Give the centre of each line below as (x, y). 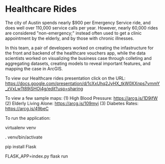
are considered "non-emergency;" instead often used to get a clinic (73, 33)
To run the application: (28, 118)
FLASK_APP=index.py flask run (37, 156)
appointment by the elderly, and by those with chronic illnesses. (69, 38)
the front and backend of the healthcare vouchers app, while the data (75, 53)
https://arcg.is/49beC (27, 109)
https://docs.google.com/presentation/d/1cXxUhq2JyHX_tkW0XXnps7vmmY (82, 83)
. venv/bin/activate (24, 137)
